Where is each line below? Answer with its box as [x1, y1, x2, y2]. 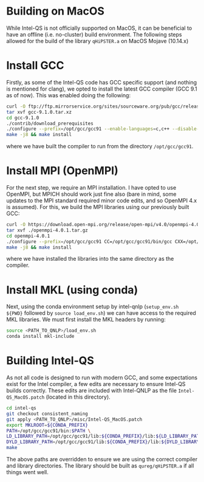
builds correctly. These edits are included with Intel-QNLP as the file [6, 387, 177, 394]
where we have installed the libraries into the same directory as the [6, 255, 174, 263]
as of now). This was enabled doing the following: [6, 91, 131, 98]
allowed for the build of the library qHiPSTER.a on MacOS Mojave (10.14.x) [6, 37, 189, 44]
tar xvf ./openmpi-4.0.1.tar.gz [6, 227, 88, 233]
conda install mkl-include [6, 333, 75, 340]
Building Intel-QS [6, 354, 94, 368]
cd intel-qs [6, 405, 36, 411]
